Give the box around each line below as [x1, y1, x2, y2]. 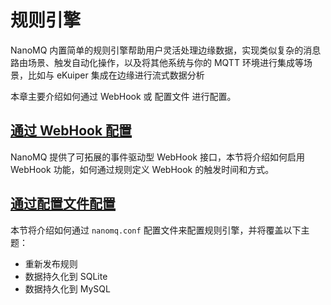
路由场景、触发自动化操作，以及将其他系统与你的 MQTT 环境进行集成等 [10, 56, 304, 68]
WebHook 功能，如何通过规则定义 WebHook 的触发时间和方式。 [10, 163, 275, 175]
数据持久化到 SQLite [24, 270, 108, 282]
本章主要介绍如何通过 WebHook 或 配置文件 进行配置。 [10, 90, 237, 102]
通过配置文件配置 [10, 196, 116, 213]
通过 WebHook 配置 [10, 122, 133, 140]
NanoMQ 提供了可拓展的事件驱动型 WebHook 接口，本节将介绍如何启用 [10, 151, 305, 163]
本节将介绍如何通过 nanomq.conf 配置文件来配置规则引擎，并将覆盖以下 [10, 224, 302, 236]
